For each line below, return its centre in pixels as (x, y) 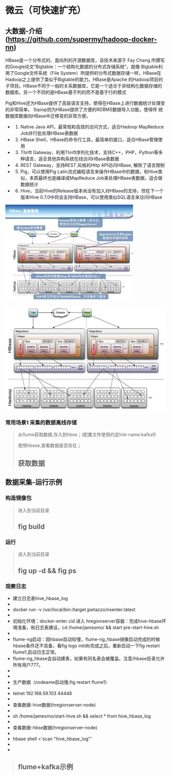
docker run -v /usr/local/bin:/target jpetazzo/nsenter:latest (74, 609)
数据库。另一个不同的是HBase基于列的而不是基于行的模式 (66, 92)
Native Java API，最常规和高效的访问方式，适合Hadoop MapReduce (92, 127)
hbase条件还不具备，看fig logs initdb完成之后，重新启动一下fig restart (86, 645)
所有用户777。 (28, 665)
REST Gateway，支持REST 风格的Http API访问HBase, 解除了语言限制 (92, 165)
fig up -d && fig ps (47, 570)
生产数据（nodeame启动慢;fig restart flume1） (61, 682)
